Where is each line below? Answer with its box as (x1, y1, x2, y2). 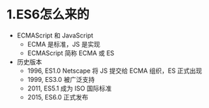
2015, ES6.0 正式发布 (27, 92, 89, 101)
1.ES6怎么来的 (6, 6, 90, 23)
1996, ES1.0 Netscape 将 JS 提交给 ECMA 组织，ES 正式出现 (27, 66, 203, 75)
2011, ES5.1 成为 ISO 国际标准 (27, 84, 112, 92)
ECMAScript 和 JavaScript (16, 31, 93, 40)
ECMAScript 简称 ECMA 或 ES (27, 49, 114, 57)
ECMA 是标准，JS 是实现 (27, 40, 100, 48)
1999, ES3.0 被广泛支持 (27, 75, 95, 83)
